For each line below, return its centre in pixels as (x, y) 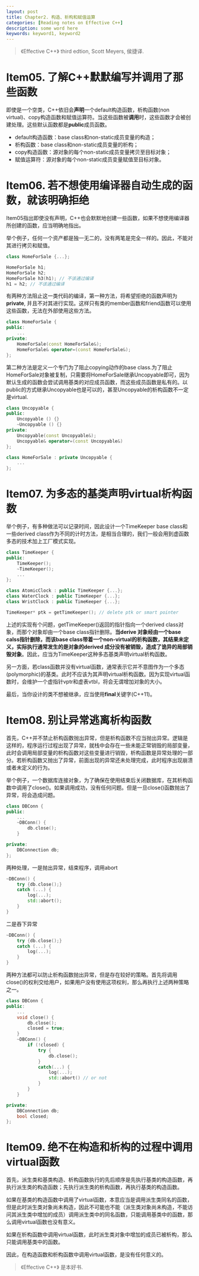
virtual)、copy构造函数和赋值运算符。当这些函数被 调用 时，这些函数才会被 (96, 117)
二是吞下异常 (22, 924)
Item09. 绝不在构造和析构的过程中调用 (99, 1147)
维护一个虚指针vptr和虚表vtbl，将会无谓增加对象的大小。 (96, 681)
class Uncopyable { (30, 408)
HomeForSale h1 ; (26, 267)
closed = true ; (46, 1028)
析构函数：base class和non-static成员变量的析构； (77, 145)
